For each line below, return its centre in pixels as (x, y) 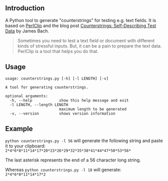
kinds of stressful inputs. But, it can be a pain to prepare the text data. (90, 46)
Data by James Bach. (27, 31)
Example (19, 129)
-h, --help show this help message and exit (69, 100)
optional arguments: (27, 96)
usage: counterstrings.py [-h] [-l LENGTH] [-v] (57, 78)
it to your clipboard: (26, 146)
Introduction (25, 8)
